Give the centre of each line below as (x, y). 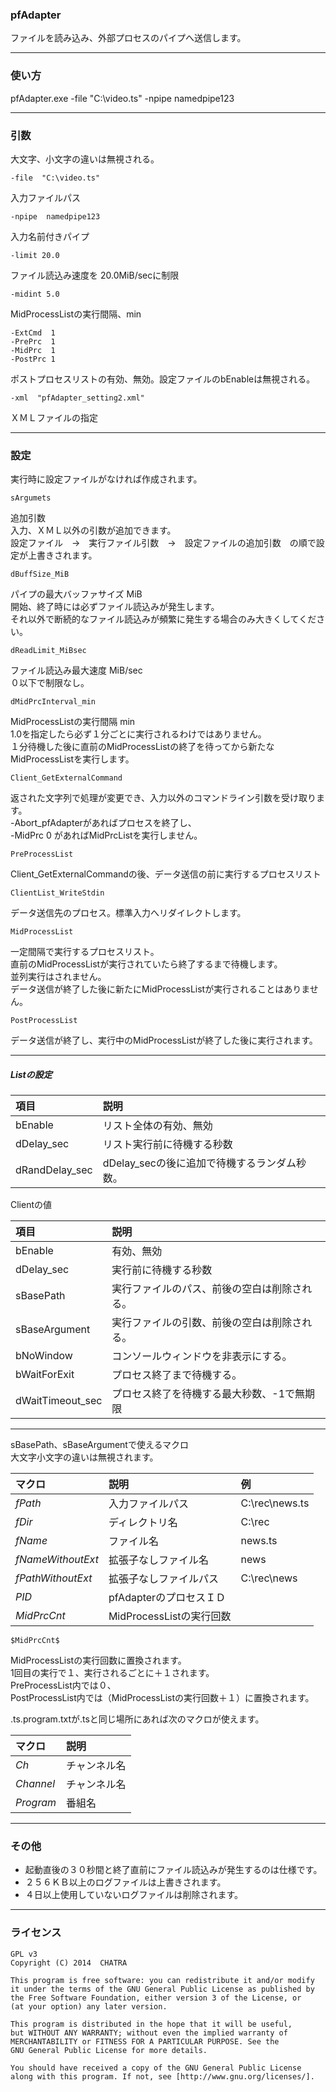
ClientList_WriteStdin (57, 893)
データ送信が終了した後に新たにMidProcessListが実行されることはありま (160, 989)
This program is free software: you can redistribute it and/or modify (162, 1980)
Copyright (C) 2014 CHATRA (69, 1963)
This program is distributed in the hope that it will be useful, (151, 2024)
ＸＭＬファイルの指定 (54, 417)
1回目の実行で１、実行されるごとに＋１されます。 (112, 1673)
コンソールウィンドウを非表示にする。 (202, 1356)
